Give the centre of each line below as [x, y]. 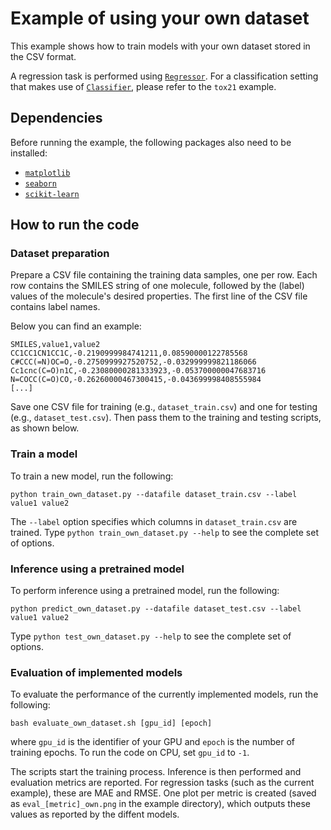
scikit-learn [52, 194]
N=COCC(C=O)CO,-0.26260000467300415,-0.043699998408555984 [136, 380]
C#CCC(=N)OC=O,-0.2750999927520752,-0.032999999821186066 [133, 362]
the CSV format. [43, 56]
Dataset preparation [60, 254]
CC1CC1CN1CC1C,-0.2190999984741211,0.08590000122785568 [129, 353]
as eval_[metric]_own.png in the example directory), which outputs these [160, 804]
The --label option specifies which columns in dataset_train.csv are [154, 521]
